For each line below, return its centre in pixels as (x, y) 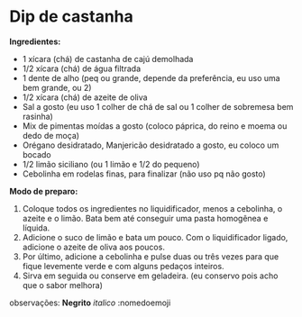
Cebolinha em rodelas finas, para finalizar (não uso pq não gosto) (144, 174)
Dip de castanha (71, 17)
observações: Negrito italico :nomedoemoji (90, 303)
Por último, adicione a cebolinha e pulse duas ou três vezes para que (151, 256)
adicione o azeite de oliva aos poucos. (93, 247)
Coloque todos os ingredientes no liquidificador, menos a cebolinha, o (152, 208)
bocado (37, 154)
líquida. (36, 228)
